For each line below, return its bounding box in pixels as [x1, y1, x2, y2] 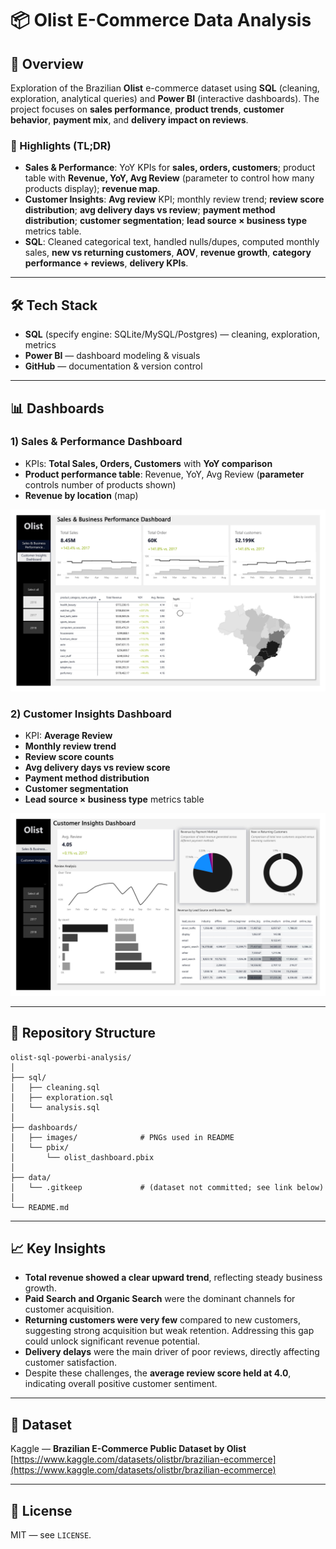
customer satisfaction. [24, 1357, 118, 1369]
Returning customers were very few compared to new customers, [24, 1314, 301, 1326]
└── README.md [10, 1202, 70, 1212]
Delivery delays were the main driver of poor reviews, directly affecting [24, 1346, 320, 1358]
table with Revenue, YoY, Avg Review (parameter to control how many [24, 172, 315, 184]
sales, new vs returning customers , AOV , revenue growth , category [24, 247, 312, 259]
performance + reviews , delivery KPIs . [24, 257, 189, 269]
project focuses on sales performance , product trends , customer [10, 103, 285, 115]
